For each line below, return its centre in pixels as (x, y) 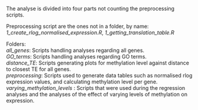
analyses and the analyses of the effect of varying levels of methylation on (97, 94)
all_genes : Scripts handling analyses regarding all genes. (75, 50)
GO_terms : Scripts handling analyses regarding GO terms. (76, 56)
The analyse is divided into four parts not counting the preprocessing (90, 9)
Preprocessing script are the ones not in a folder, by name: (77, 26)
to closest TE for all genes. (38, 69)
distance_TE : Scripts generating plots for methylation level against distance (98, 63)
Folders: (16, 44)
